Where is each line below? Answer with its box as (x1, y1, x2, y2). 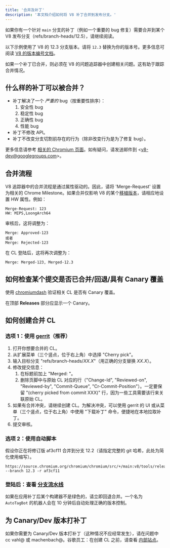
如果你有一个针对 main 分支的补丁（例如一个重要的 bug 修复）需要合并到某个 (5, 26, 165, 33)
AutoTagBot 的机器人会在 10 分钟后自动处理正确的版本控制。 (5, 500, 130, 506)
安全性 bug (20, 104, 43, 110)
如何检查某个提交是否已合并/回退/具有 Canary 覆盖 (5, 275, 163, 284)
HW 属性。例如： (11, 196, 47, 203)
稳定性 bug (20, 110, 43, 116)
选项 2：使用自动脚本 (5, 435, 57, 442)
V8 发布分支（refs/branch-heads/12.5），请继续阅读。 (5, 33, 117, 39)
